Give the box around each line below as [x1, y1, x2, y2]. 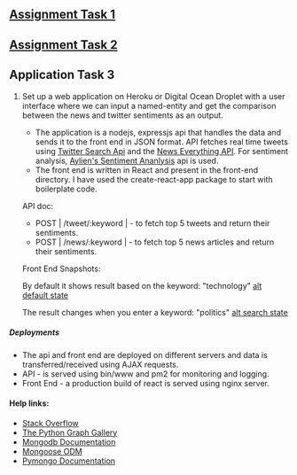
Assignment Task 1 [9, 7, 116, 22]
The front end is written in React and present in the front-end [35, 164, 259, 175]
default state [21, 290, 69, 300]
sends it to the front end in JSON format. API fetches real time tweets [35, 136, 288, 147]
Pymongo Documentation [21, 456, 116, 466]
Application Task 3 [9, 67, 115, 82]
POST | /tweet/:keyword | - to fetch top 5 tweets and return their [35, 217, 270, 229]
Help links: [9, 398, 50, 409]
